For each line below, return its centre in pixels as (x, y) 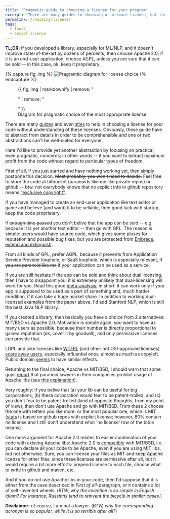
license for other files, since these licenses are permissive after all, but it (81, 459)
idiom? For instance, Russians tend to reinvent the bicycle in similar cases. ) (84, 496)
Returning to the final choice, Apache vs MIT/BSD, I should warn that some (83, 369)
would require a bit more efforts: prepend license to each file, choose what (83, 464)
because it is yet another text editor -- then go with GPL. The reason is (79, 228)
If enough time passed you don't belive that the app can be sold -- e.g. (79, 223)
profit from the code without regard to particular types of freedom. (75, 161)
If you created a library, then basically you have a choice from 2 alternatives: (85, 317)
